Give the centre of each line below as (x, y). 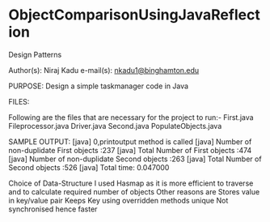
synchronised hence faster (53, 209)
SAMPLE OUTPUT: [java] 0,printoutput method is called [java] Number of (130, 141)
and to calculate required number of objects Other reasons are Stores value (134, 191)
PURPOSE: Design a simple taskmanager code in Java (98, 86)
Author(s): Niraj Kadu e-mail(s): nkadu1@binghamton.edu (104, 70)
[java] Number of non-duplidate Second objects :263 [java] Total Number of (135, 159)
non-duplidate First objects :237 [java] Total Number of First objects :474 (130, 150)
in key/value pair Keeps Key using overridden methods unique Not (118, 200)
